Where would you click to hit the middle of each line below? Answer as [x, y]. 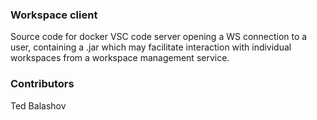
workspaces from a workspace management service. [120, 58]
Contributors [42, 84]
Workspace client [54, 15]
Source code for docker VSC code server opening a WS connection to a [159, 37]
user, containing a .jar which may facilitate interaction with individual [151, 47]
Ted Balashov [38, 105]
